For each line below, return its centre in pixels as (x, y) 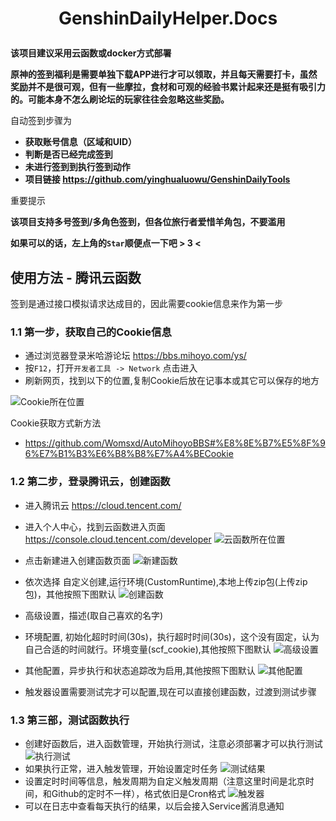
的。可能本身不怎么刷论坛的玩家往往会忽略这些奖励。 (120, 99)
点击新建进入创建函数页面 (77, 560)
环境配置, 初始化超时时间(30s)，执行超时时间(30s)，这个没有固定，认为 (172, 636)
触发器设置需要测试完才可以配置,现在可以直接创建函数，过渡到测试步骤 (170, 691)
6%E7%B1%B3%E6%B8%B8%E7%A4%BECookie (129, 454)
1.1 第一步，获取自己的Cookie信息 (91, 332)
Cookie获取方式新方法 (56, 423)
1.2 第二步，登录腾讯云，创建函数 (90, 482)
